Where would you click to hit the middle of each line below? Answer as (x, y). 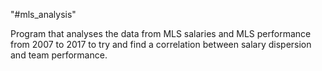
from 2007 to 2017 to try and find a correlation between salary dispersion (161, 44)
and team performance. (59, 55)
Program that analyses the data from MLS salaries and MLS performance (161, 33)
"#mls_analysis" (43, 14)
